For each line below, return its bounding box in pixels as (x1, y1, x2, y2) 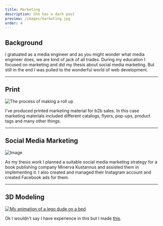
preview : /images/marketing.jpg (5, 16, 70, 21)
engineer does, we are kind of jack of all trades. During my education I (5, 57, 146, 63)
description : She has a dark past (5, 12, 75, 16)
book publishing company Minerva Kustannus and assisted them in (5, 164, 139, 170)
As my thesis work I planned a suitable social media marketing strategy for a (5, 159, 158, 165)
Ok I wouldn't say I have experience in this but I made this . (5, 215, 122, 221)
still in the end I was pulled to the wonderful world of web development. (5, 67, 148, 73)
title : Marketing (5, 7, 40, 12)
